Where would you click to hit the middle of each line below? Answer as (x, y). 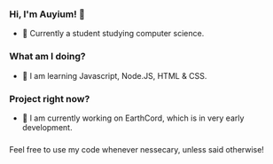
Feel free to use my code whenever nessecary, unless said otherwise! (136, 149)
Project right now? (50, 98)
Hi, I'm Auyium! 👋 (47, 14)
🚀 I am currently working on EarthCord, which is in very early (133, 118)
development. (47, 127)
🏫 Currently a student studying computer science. (113, 34)
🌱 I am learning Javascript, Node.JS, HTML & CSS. (114, 75)
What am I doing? (47, 57)
